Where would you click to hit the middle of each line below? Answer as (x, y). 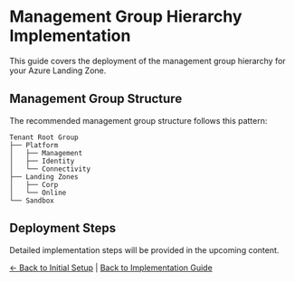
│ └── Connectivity (50, 169)
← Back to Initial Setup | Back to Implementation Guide (111, 268)
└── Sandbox (32, 201)
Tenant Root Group (44, 137)
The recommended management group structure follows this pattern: (138, 120)
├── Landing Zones (44, 177)
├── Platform (34, 145)
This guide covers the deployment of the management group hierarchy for (148, 61)
